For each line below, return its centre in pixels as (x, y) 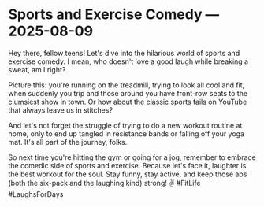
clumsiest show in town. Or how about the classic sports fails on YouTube (128, 102)
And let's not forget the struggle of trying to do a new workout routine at (125, 125)
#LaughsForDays (36, 194)
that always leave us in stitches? (60, 110)
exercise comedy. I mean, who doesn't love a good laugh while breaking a (128, 61)
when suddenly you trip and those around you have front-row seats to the (128, 93)
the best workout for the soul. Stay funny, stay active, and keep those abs (128, 174)
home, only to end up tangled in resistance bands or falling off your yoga (126, 133)
